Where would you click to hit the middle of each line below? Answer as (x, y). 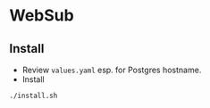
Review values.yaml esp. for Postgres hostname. (112, 70)
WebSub (42, 16)
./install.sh (34, 96)
